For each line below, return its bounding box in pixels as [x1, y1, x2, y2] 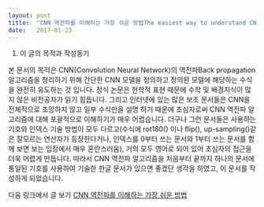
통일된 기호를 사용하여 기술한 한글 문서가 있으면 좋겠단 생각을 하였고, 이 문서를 [8, 164, 248, 173]
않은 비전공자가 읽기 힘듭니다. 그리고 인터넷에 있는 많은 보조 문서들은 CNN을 [16, 95, 251, 105]
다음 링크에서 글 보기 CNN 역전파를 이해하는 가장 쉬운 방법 [8, 190, 188, 200]
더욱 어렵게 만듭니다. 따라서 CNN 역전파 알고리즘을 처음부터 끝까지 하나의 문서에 [8, 154, 255, 164]
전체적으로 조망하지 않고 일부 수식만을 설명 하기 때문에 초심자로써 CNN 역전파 [8, 105, 247, 114]
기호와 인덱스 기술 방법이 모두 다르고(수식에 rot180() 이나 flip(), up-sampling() [8, 124, 251, 134]
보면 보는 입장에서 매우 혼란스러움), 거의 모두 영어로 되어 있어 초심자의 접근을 [16, 144, 252, 153]
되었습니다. [28, 174, 64, 183]
